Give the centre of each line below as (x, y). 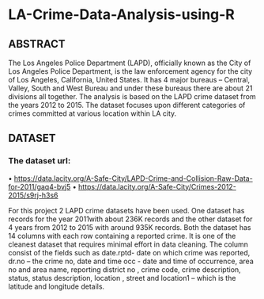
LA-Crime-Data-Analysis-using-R (122, 15)
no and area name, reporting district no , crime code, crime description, (124, 269)
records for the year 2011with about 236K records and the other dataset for (130, 219)
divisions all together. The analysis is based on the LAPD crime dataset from (132, 96)
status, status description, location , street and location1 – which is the (122, 278)
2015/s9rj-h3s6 (33, 195)
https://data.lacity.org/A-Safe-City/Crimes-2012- (157, 186)
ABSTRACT (37, 44)
